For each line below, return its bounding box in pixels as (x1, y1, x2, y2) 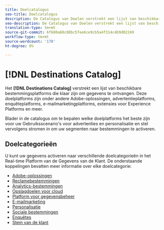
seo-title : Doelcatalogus (5, 12, 58, 17)
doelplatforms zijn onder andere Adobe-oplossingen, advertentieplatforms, (5, 95, 156, 101)
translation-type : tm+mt (5, 25, 56, 30)
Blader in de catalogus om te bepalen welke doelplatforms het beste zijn (5, 115, 150, 121)
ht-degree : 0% (5, 44, 34, 48)
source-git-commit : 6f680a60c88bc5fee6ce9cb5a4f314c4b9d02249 (5, 30, 134, 35)
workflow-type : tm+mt (5, 35, 49, 40)
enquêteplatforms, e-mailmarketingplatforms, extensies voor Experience (5, 101, 151, 107)
